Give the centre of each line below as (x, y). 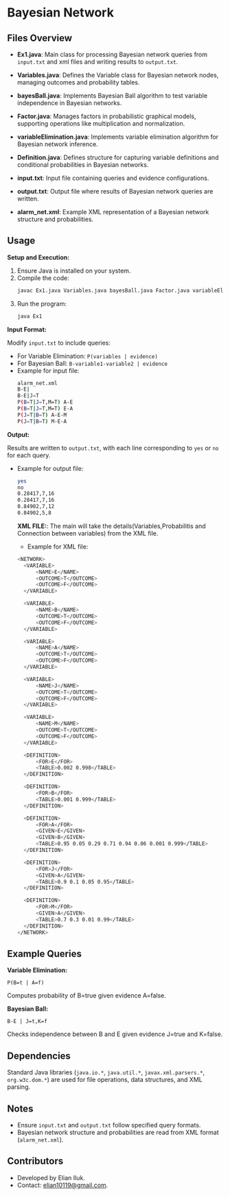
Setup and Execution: (38, 257)
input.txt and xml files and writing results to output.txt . (97, 62)
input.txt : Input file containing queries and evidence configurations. (113, 178)
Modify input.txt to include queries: (59, 343)
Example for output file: (50, 468)
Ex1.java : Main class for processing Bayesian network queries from (112, 54)
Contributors (35, 1161)
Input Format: (27, 329)
